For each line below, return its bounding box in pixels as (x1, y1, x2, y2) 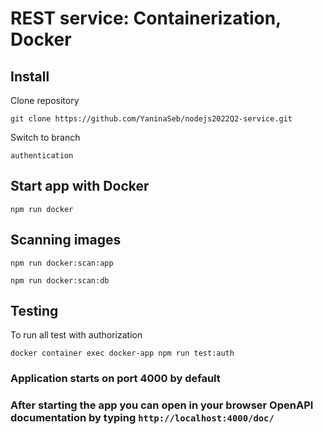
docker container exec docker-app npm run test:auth (10, 348, 235, 359)
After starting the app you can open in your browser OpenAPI (10, 398, 314, 412)
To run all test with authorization (10, 329, 143, 341)
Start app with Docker (10, 178, 150, 195)
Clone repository (10, 95, 80, 106)
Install (10, 68, 50, 85)
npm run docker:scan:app (10, 258, 114, 268)
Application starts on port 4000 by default (10, 372, 221, 386)
